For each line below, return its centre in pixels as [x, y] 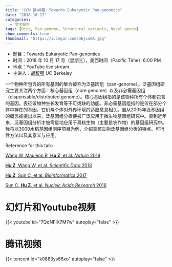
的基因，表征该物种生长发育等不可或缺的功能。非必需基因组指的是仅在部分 [84, 103]
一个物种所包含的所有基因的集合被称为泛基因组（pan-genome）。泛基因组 [83, 84]
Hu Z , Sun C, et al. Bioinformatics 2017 [46, 175]
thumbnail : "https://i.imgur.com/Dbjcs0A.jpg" [56, 39]
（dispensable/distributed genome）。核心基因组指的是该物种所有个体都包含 [85, 97]
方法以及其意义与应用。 [34, 135]
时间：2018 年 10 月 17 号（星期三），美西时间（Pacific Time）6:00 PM [87, 60]
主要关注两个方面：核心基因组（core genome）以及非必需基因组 [78, 90]
